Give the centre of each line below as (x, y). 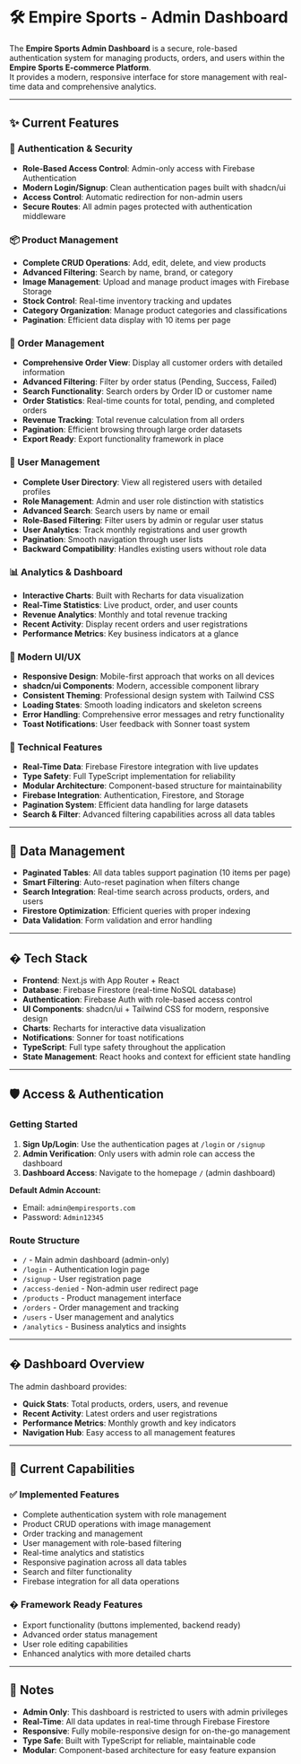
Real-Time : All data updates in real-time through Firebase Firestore (146, 1721)
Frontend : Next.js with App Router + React (101, 980)
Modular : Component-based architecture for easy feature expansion (149, 1750)
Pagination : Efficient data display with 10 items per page (126, 320)
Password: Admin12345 (63, 1216)
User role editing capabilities (75, 1644)
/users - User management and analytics (98, 1317)
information (43, 373)
